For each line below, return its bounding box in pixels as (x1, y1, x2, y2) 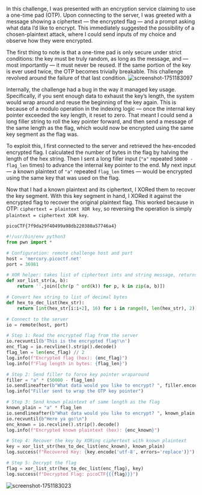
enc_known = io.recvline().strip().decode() (6, 421, 120, 428)
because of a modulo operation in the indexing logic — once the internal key (6, 105, 195, 112)
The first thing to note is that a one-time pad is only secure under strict (6, 49, 182, 56)
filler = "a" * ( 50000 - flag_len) (6, 377, 96, 383)
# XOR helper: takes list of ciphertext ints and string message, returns (6, 272, 198, 278)
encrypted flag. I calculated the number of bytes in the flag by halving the (6, 149, 189, 156)
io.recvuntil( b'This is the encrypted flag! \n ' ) (6, 338, 130, 345)
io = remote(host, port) (6, 322, 69, 328)
